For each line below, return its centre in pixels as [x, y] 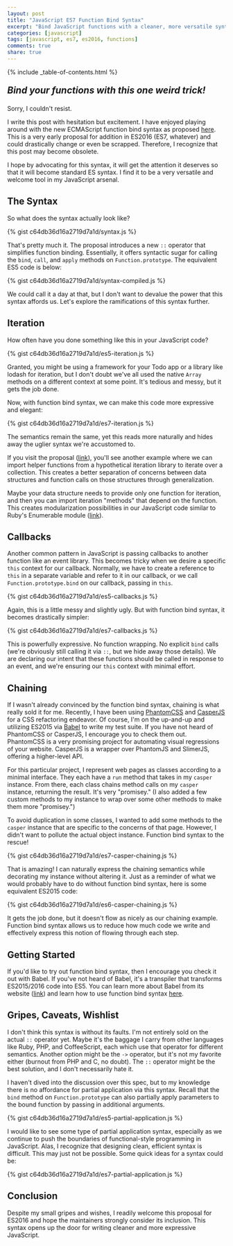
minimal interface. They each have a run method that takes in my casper [110, 777]
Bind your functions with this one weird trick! [106, 90]
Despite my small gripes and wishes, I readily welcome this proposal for [110, 1213]
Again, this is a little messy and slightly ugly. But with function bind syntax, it [116, 610]
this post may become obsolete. [53, 151]
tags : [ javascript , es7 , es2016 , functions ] [72, 40]
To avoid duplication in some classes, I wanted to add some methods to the [115, 820]
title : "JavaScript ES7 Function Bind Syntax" [76, 20]
